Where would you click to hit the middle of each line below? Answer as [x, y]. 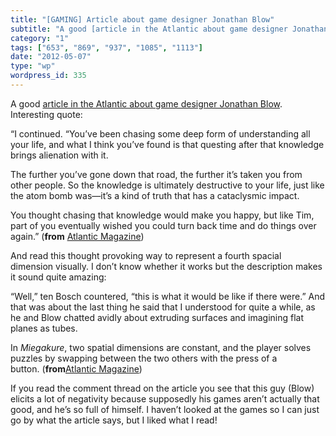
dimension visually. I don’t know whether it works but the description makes [166, 266]
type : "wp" [33, 66]
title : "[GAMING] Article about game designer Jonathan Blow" [142, 19]
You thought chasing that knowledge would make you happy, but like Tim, [162, 215]
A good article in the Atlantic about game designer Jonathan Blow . [146, 103]
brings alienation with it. [59, 155]
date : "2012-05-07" [51, 57]
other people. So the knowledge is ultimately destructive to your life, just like [167, 185]
